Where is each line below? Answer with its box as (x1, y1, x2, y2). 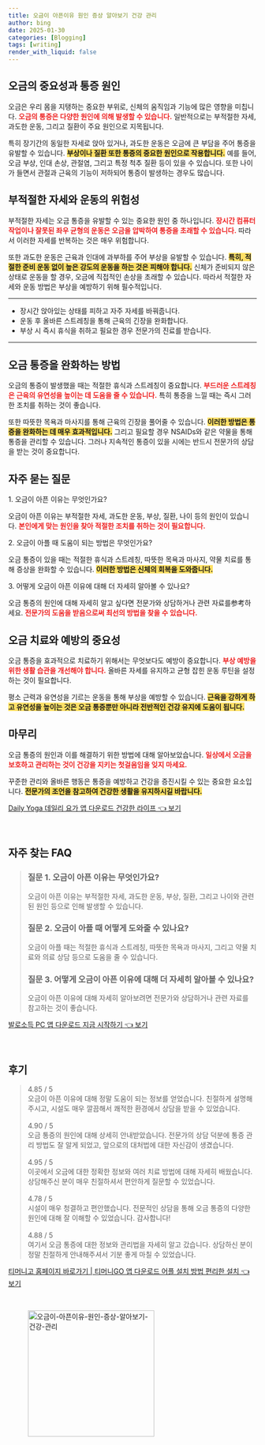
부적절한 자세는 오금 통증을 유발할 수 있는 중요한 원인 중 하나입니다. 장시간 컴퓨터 (8, 215, 256, 225)
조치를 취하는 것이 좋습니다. (16, 400, 101, 410)
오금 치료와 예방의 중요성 (8, 633, 121, 647)
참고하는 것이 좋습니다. (27, 1003, 98, 1013)
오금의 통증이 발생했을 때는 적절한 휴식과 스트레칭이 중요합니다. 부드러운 (8, 380, 230, 391)
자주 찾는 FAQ (8, 846, 73, 860)
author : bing (8, 19, 51, 27)
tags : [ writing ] (8, 41, 62, 49)
